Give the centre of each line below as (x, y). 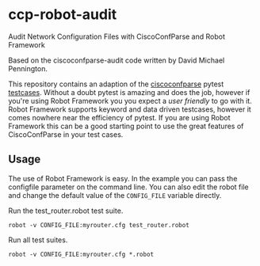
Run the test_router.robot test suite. (66, 211)
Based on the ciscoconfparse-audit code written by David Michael (117, 60)
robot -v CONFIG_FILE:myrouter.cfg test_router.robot (99, 225)
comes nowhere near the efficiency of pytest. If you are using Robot (120, 117)
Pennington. (28, 68)
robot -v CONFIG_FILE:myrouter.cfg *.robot (81, 254)
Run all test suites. (38, 240)
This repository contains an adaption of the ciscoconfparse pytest (116, 84)
